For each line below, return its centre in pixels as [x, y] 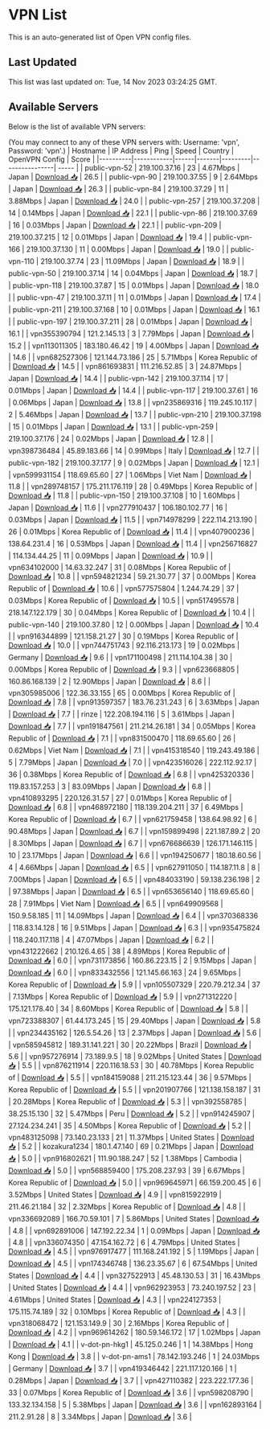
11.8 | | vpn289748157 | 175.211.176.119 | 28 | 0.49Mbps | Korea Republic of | [133, 486]
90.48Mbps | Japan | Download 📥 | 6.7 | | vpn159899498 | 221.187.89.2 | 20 [135, 831]
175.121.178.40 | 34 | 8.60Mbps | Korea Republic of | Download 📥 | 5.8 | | [128, 1008]
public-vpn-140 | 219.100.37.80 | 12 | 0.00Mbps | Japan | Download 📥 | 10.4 [134, 624]
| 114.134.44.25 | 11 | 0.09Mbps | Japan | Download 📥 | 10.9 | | [111, 556]
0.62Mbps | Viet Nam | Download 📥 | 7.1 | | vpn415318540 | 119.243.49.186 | [134, 750]
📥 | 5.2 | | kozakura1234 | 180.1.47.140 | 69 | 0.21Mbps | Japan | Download [131, 1146]
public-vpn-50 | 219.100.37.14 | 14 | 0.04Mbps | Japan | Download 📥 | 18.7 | [133, 273]
